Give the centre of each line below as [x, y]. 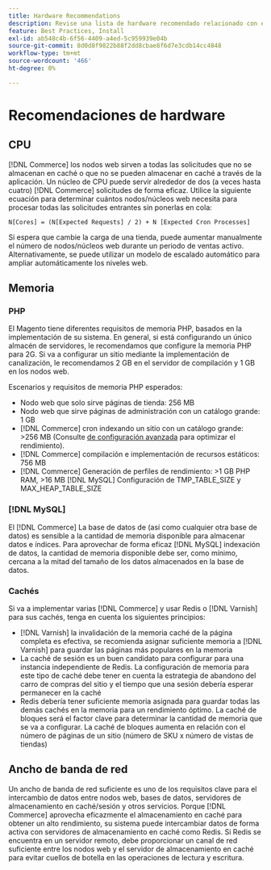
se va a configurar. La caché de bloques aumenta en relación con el [133, 727]
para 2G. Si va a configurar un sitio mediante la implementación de [119, 354]
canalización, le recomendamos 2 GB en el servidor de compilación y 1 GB [132, 363]
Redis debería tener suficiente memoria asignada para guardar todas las [140, 701]
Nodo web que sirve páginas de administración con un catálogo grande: [140, 412]
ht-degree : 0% [32, 69]
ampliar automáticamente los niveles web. [78, 262]
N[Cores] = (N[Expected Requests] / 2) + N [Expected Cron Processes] [129, 222]
